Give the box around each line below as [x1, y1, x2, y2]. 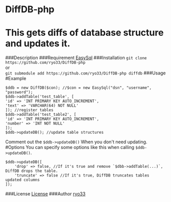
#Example [5, 75, 27, 82]
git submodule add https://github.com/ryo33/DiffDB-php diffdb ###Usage [5, 70, 166, 76]
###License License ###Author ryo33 [5, 191, 86, 197]
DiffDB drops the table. [5, 168, 58, 174]
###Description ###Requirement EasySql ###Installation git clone [5, 55, 147, 61]
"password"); [5, 90, 33, 95]
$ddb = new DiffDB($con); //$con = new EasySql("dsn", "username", [5, 85, 152, 90]
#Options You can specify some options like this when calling [5, 144, 134, 150]
